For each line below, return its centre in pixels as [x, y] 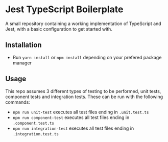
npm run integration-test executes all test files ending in [73, 128]
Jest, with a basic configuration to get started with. [59, 29]
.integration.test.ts [35, 134]
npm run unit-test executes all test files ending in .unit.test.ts [81, 112]
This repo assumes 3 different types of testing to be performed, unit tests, [83, 91]
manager [22, 63]
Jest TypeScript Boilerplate [64, 9]
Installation [23, 45]
